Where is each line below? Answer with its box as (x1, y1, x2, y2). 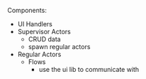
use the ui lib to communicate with (38, 65, 140, 73)
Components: (7, 6, 47, 14)
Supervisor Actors (17, 28, 71, 36)
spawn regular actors (28, 43, 91, 51)
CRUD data (28, 35, 62, 43)
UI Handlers (17, 20, 53, 28)
